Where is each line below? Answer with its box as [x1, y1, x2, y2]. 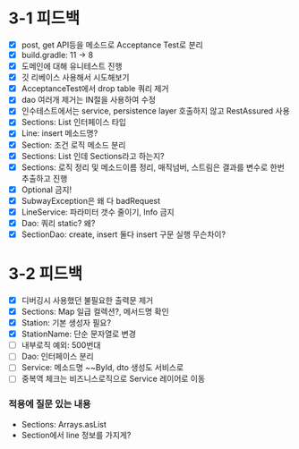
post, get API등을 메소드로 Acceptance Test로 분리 [21, 39, 203, 50]
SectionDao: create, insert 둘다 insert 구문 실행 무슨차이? [21, 229, 226, 240]
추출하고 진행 [21, 173, 68, 183]
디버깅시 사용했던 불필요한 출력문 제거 [21, 294, 154, 305]
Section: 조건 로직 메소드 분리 [21, 140, 126, 150]
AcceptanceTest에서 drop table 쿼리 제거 [21, 83, 169, 94]
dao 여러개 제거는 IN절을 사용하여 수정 [21, 95, 156, 106]
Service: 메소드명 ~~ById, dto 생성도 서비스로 [21, 362, 184, 373]
